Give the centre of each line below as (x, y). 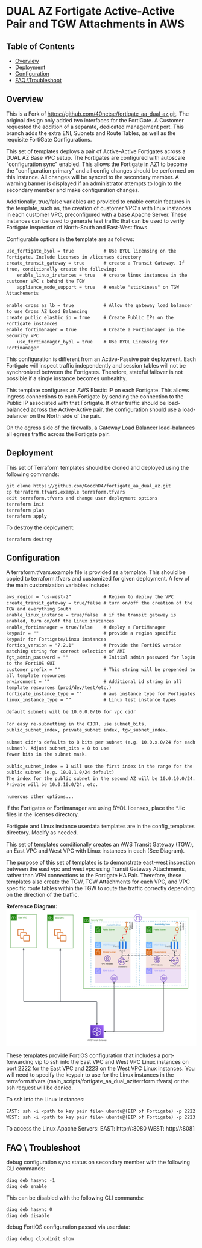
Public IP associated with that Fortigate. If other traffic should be (86, 403)
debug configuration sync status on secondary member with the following (98, 1162)
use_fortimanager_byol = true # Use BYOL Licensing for (93, 342)
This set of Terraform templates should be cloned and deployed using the (98, 467)
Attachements (23, 293)
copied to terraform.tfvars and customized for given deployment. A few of (98, 579)
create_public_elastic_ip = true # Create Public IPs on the (90, 317)
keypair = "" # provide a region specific (91, 633)
